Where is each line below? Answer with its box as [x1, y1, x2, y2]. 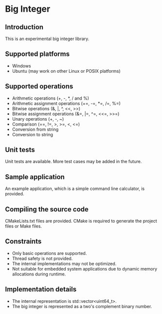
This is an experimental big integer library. [5, 36, 90, 42]
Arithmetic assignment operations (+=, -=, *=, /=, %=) [12, 100, 121, 106]
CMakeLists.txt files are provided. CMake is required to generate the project [5, 218, 157, 224]
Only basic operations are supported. [12, 250, 87, 256]
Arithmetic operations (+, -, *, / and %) [12, 95, 89, 101]
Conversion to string [12, 131, 54, 137]
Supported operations [5, 82, 73, 91]
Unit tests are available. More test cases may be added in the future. [5, 159, 142, 165]
